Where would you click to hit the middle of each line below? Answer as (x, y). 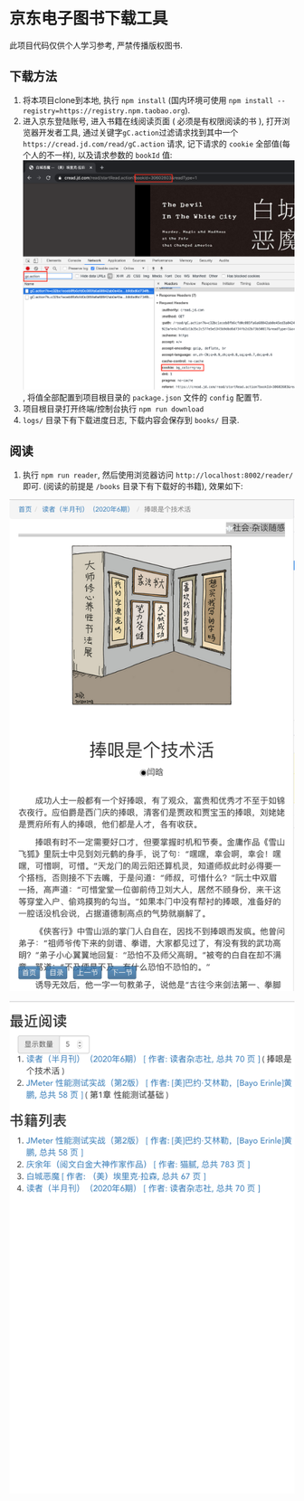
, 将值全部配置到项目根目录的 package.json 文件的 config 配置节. (142, 397)
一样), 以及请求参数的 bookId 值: (113, 155)
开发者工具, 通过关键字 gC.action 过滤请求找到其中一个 (138, 132)
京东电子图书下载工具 (89, 19)
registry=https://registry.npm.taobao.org (104, 111)
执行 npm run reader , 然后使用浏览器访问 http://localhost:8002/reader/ (158, 475)
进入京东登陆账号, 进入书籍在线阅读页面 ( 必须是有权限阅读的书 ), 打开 (152, 121)
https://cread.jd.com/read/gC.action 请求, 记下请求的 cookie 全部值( (152, 143)
